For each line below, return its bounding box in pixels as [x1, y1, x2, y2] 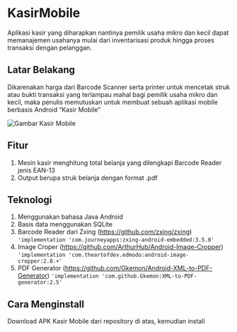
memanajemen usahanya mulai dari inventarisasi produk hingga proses [7, 35, 214, 44]
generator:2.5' [17, 279, 63, 286]
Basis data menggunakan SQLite [17, 220, 113, 229]
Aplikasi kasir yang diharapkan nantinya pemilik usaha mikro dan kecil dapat [7, 28, 229, 37]
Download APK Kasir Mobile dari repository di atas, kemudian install [7, 317, 205, 326]
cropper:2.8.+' [17, 258, 63, 265]
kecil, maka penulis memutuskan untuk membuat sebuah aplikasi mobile [7, 98, 218, 106]
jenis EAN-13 [17, 166, 55, 174]
